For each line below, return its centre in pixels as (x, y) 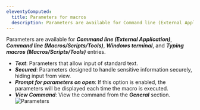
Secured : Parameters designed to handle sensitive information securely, (103, 70)
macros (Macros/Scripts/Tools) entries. (56, 52)
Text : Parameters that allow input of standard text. (76, 63)
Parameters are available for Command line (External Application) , (89, 40)
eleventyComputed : (29, 12)
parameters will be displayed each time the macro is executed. (91, 89)
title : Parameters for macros (49, 17)
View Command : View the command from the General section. (93, 95)
